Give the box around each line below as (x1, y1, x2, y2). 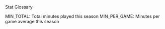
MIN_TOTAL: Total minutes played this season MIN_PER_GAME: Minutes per (5, 14, 160, 19)
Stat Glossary (5, 4, 33, 10)
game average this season (5, 19, 60, 24)
